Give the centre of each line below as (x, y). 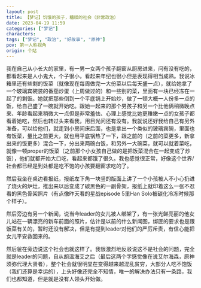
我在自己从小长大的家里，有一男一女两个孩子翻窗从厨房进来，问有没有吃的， (100, 68)
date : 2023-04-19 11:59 (36, 23)
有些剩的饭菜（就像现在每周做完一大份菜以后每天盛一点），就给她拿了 (107, 83)
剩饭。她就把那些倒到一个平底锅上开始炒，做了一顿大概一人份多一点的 (108, 98)
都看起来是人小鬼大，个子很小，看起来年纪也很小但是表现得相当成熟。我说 (98, 76)
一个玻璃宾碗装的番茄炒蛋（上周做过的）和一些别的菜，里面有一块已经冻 (95, 91)
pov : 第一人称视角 (26, 46)
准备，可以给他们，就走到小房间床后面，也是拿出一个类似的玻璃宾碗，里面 (98, 128)
